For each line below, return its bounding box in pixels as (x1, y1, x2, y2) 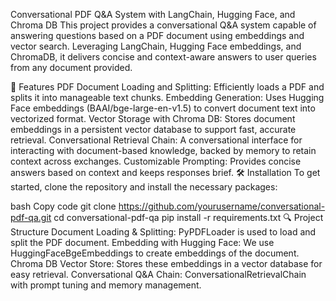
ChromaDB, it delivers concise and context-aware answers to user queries (10, 51, 317, 63)
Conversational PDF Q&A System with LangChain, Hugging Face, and (10, 9, 296, 20)
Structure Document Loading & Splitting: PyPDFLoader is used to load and (10, 226, 317, 238)
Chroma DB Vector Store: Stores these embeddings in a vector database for (10, 258, 323, 269)
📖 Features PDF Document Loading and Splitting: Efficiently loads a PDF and (10, 81, 325, 93)
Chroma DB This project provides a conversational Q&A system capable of (10, 19, 317, 31)
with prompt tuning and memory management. (10, 279, 202, 291)
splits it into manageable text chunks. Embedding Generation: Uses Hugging (10, 92, 325, 103)
